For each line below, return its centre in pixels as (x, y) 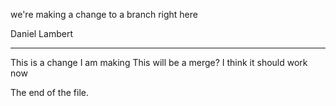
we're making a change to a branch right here (104, 14)
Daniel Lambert (41, 33)
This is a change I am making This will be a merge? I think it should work (159, 62)
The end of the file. (49, 92)
